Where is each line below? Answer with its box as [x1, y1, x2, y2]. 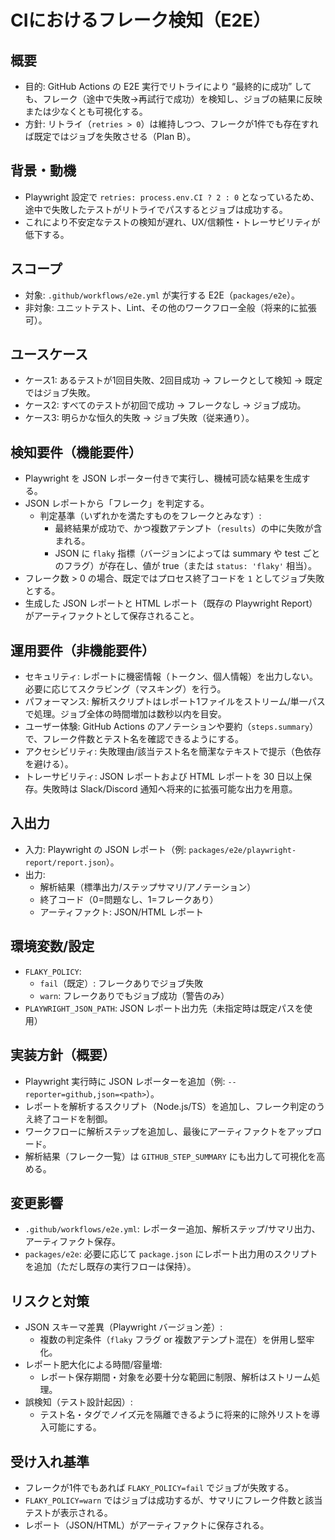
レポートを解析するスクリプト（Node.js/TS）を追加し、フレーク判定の [24, 1100, 317, 1112]
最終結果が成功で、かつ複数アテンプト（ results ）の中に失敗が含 [54, 522, 323, 535]
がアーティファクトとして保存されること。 [24, 610, 200, 622]
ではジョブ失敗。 [24, 387, 96, 399]
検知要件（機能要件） [10, 444, 142, 461]
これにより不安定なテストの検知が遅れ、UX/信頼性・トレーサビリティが [24, 216, 321, 228]
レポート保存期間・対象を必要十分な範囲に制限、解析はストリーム [39, 1371, 312, 1383]
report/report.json [24, 857, 107, 868]
